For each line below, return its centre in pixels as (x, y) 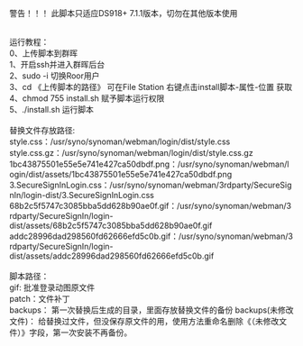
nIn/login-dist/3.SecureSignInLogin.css (82, 195)
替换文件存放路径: (42, 130)
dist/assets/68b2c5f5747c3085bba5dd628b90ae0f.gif (111, 225)
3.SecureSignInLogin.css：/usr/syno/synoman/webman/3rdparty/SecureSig (151, 185)
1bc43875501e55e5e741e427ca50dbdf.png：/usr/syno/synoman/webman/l (149, 164)
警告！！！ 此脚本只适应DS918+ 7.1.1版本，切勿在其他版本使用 (124, 13)
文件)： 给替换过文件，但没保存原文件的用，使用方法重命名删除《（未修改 (144, 321)
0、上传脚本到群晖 (44, 53)
